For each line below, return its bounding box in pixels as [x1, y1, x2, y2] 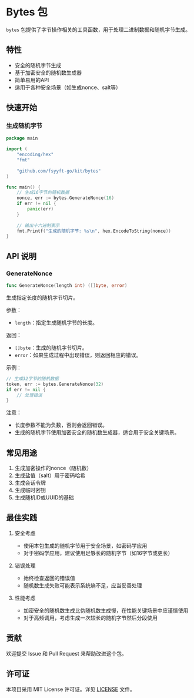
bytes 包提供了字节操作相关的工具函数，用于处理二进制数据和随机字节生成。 [6, 26, 191, 33]
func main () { [6, 184, 41, 190]
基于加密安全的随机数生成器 [14, 69, 82, 76]
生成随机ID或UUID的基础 [14, 494, 75, 501]
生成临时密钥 [14, 487, 46, 494]
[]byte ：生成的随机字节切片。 [14, 344, 88, 351]
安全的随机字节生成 [14, 61, 62, 68]
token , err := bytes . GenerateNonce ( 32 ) [6, 381, 104, 387]
